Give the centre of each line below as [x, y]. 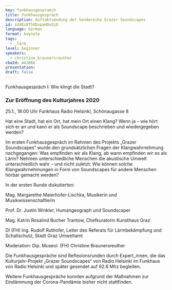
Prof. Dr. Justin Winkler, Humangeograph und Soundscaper [68, 210]
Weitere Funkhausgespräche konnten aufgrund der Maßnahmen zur [77, 277]
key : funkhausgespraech [31, 10]
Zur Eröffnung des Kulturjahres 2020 [53, 100]
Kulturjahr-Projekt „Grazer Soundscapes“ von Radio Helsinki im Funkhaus [83, 261]
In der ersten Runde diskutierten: [40, 185]
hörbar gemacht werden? [32, 175]
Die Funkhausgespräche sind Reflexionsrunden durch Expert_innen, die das [85, 256]
